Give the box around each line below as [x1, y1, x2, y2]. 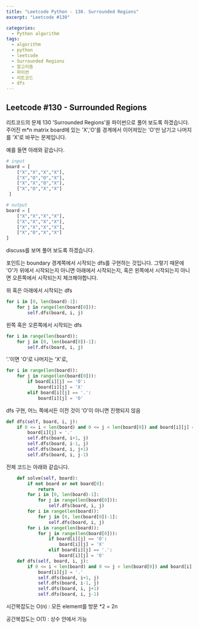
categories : [6, 25, 36, 31]
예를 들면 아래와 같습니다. [6, 146, 65, 153]
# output [6, 202, 28, 208]
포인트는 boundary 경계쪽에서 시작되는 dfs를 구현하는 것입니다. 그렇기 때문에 [6, 259, 185, 266]
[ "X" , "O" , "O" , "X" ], [17, 175, 65, 181]
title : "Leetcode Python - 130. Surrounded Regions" [6, 8, 139, 15]
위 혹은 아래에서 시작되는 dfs [6, 287, 73, 294]
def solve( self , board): [17, 475, 78, 481]
